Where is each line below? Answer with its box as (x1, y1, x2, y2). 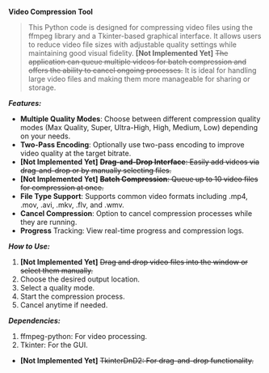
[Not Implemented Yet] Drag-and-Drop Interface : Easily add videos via (19, 157, 260, 167)
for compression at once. (19, 183, 104, 193)
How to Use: (8, 242, 51, 251)
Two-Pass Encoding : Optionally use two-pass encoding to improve (19, 140, 245, 149)
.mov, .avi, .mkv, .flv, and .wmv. (19, 200, 124, 210)
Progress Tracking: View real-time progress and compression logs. (19, 226, 245, 235)
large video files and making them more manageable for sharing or (27, 74, 250, 83)
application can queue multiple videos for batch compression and (27, 57, 247, 66)
